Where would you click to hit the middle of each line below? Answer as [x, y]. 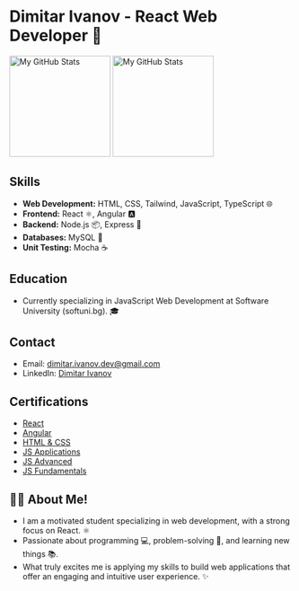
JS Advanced [47, 462]
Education [39, 279]
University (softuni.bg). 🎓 [70, 311]
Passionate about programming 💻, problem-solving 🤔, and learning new [156, 540]
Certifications [49, 401]
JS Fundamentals [54, 471]
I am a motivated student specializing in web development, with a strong [156, 521]
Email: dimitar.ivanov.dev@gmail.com [91, 364]
